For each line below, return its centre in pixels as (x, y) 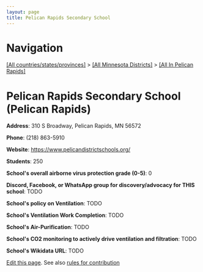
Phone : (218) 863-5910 (36, 138)
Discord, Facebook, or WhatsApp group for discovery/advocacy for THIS (101, 185)
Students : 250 (25, 161)
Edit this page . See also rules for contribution (63, 263)
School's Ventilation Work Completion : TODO (65, 215)
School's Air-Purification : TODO (48, 227)
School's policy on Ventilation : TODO (54, 204)
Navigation (35, 48)
